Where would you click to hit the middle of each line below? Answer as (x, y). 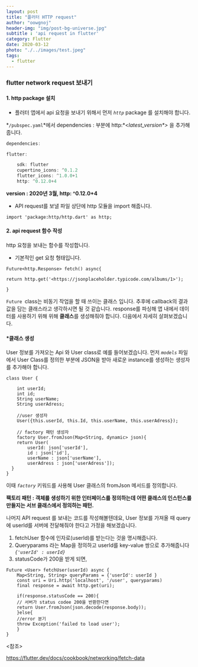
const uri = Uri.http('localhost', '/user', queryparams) (90, 581)
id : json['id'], (48, 453)
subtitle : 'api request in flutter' (53, 34)
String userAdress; (41, 404)
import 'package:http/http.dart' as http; (59, 217)
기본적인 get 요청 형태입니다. (48, 258)
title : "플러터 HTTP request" (41, 17)
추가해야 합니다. (30, 367)
